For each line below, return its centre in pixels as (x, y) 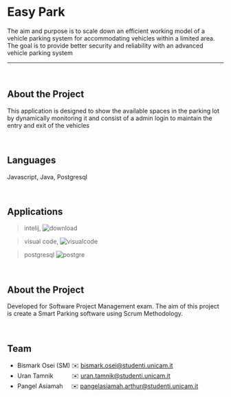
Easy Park (36, 12)
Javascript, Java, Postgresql (47, 177)
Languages (32, 160)
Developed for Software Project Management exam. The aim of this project (113, 306)
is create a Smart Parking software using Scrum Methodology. (95, 314)
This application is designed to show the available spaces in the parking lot (113, 111)
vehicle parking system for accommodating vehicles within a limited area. (111, 38)
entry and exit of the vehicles (48, 125)
